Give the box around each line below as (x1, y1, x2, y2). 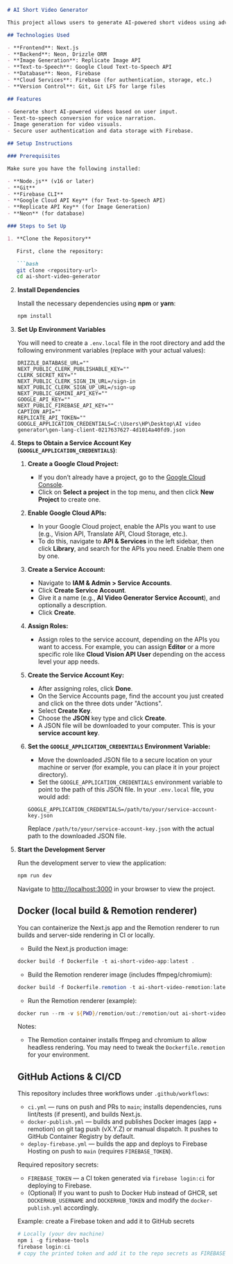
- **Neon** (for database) (7, 210, 85, 217)
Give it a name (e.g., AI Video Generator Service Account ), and (37, 593, 221, 602)
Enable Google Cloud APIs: (27, 509, 107, 518)
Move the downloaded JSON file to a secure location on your (37, 755, 213, 765)
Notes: (17, 1023, 37, 1031)
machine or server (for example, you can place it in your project (37, 763, 220, 771)
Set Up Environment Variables (17, 326, 106, 334)
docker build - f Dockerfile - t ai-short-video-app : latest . (17, 957, 195, 965)
